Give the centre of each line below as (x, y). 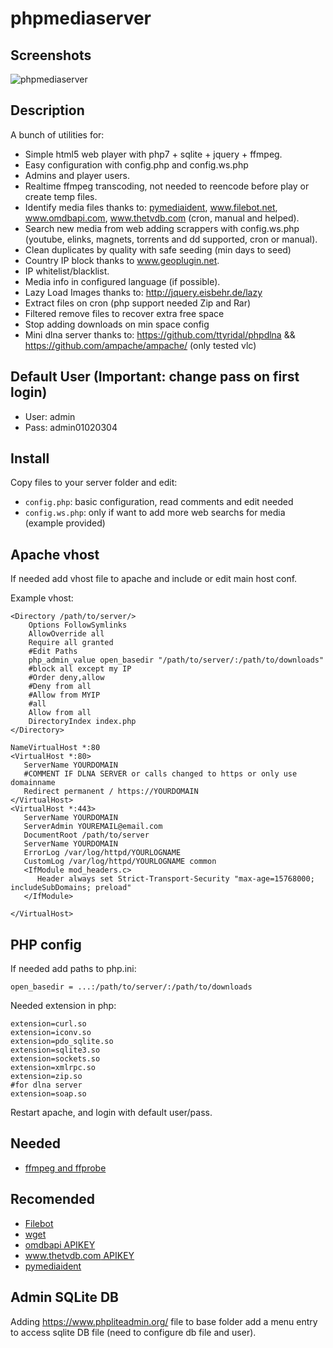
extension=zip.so (46, 1077)
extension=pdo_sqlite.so (62, 1042)
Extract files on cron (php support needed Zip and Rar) (138, 303)
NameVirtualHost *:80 (55, 748)
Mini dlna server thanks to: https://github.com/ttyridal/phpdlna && (160, 334)
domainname (33, 783)
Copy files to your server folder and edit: (94, 483)
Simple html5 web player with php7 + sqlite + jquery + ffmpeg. (153, 154)
